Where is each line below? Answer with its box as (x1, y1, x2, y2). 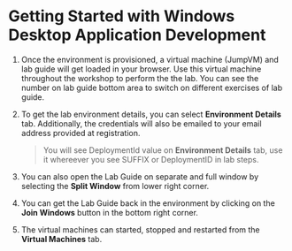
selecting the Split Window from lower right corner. (20, 180, 210, 191)
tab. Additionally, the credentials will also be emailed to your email (20, 118, 262, 129)
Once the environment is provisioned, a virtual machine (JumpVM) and (20, 54, 280, 65)
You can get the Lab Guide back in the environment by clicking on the (20, 197, 275, 209)
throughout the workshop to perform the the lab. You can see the (20, 72, 259, 83)
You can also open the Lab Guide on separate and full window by (20, 171, 258, 182)
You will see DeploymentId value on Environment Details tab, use (42, 144, 283, 156)
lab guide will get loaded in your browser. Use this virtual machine (20, 64, 262, 74)
